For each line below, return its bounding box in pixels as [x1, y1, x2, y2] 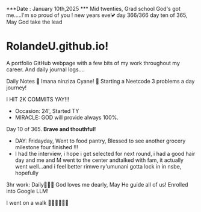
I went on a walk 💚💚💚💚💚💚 [6, 199, 69, 206]
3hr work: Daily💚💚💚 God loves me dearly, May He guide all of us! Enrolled [6, 181, 188, 188]
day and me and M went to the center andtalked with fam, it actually [14, 156, 184, 164]
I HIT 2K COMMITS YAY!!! [6, 95, 70, 103]
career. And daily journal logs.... [6, 66, 85, 73]
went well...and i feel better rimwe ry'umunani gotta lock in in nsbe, [14, 162, 182, 170]
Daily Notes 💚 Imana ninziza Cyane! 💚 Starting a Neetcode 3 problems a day [6, 77, 195, 85]
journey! [6, 84, 27, 91]
